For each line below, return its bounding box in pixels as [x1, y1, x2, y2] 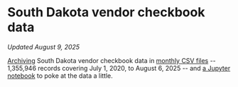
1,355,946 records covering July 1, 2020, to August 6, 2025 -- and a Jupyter [7, 64, 231, 72]
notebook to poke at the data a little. [7, 71, 114, 80]
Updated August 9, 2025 [7, 42, 80, 51]
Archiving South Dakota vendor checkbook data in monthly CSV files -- [7, 56, 217, 64]
